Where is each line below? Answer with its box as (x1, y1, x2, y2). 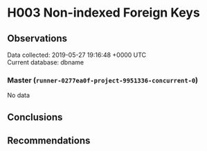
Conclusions (7, 111, 63, 123)
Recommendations (7, 135, 91, 147)
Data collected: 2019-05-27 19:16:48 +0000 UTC (7, 51, 147, 59)
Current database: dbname (7, 58, 84, 66)
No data (7, 91, 30, 100)
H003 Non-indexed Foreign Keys (7, 5, 201, 21)
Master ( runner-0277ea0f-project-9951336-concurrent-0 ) (7, 75, 199, 85)
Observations (7, 33, 68, 44)
